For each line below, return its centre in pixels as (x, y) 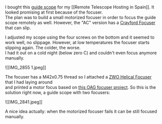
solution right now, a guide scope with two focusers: (58, 93)
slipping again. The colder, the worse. (43, 48)
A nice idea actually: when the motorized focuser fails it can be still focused (81, 111)
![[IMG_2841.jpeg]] (24, 102)
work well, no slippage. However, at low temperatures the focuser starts (77, 42)
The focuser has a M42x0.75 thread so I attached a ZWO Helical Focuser (78, 77)
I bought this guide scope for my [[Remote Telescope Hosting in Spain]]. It (80, 7)
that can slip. (18, 28)
